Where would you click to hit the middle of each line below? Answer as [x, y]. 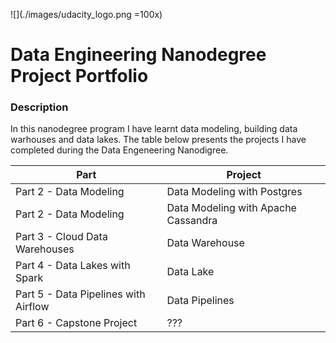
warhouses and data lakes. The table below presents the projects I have [158, 140]
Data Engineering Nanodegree [138, 55]
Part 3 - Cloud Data [61, 237]
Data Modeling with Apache [231, 208]
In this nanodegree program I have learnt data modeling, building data [154, 129]
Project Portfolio [79, 76]
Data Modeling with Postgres [234, 192]
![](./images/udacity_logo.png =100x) [86, 14]
